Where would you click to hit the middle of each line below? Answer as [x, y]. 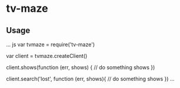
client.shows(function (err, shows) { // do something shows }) [81, 67]
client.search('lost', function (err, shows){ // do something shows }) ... [90, 79]
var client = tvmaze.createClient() [47, 56]
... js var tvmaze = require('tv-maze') [51, 44]
